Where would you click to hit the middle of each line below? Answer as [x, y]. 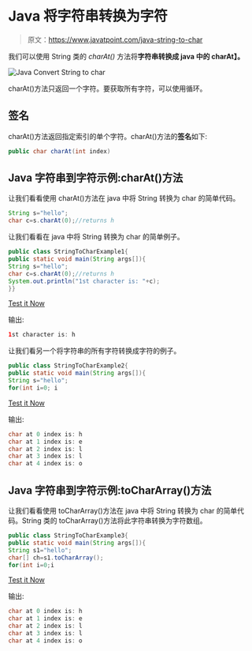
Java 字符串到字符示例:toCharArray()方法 [110, 490]
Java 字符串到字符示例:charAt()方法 [96, 178]
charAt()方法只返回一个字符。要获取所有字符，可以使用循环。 [107, 88]
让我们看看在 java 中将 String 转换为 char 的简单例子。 [96, 237]
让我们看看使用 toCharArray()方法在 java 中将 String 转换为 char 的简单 [123, 511]
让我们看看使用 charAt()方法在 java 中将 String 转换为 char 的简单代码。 [124, 198]
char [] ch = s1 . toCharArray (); [56, 558]
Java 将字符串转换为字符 [88, 16]
